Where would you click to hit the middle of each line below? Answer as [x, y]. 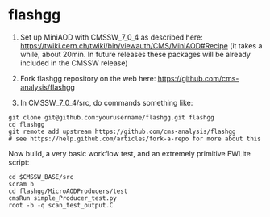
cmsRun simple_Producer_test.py [62, 198]
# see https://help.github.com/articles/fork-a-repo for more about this [135, 139]
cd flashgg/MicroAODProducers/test [68, 191]
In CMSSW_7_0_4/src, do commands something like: [106, 102]
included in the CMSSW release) [74, 63]
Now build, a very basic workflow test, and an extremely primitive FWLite [130, 153]
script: [19, 162]
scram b [21, 184]
